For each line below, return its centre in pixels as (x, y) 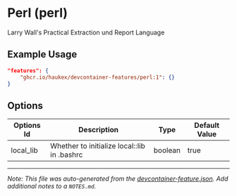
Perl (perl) (38, 13)
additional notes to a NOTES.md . (52, 186)
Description (98, 130)
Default (207, 126)
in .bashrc (67, 155)
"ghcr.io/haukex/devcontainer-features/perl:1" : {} (97, 77)
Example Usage (42, 54)
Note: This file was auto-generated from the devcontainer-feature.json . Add (118, 179)
